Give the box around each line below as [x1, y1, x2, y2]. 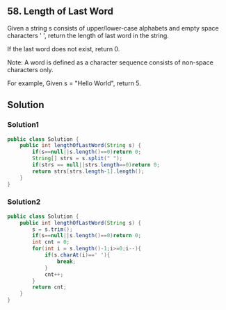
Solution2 [7, 197, 41, 207]
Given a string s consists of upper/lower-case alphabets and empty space [7, 24, 219, 32]
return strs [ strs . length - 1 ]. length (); [32, 168, 145, 175]
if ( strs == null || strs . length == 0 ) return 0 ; [32, 162, 160, 169]
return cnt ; [32, 284, 67, 291]
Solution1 [7, 120, 40, 130]
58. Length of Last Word [7, 6, 113, 17]
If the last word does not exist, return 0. [7, 44, 120, 53]
